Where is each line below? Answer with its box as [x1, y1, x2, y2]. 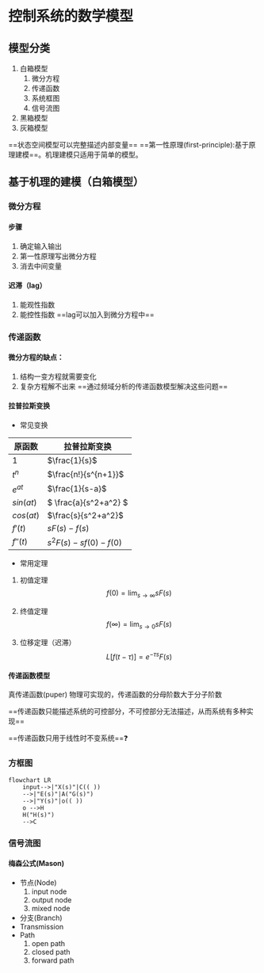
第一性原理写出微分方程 [19, 251, 97, 261]
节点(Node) [19, 877, 57, 887]
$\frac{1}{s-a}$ [47, 483, 107, 494]
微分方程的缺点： [8, 353, 64, 362]
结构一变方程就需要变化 [19, 372, 97, 381]
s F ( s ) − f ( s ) [47, 522, 90, 533]
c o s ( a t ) [12, 509, 40, 521]
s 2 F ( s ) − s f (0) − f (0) [47, 536, 123, 548]
